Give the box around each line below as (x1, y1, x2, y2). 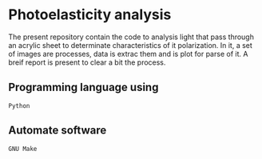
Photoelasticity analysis (8, 6, 172, 24)
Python (8, 101, 30, 109)
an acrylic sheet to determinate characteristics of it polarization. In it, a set (8, 40, 253, 50)
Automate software (8, 124, 107, 137)
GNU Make (8, 145, 38, 153)
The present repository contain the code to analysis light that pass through (8, 32, 254, 42)
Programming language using (8, 81, 159, 94)
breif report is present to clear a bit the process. (8, 58, 166, 67)
